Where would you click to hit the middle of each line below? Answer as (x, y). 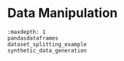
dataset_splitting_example (47, 44)
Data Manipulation (63, 13)
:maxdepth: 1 (27, 32)
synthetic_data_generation (47, 50)
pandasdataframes (33, 38)
